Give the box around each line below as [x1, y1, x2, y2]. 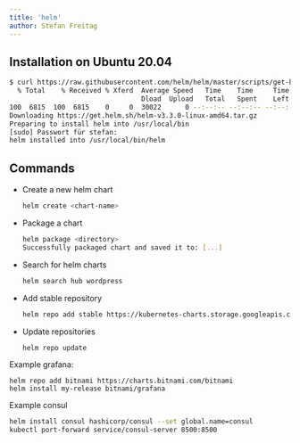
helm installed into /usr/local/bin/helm [9, 135, 166, 145]
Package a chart [21, 217, 83, 228]
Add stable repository [21, 292, 103, 303]
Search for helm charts [21, 259, 107, 270]
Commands [9, 160, 76, 176]
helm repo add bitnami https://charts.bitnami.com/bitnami [9, 376, 234, 386]
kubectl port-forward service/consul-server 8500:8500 [9, 425, 218, 435]
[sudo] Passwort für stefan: [9, 127, 118, 136]
